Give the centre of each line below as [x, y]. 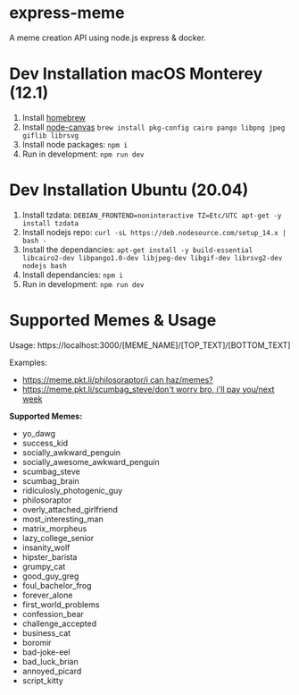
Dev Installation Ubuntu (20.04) [129, 190]
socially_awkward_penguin [71, 452]
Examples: [28, 362]
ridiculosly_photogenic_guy [72, 490]
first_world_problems [61, 604]
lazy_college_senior [58, 538]
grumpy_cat [44, 566]
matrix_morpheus [54, 528]
